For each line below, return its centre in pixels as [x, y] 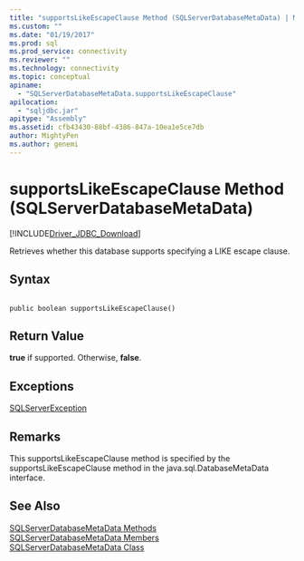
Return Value [47, 336]
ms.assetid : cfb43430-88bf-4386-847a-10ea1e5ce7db [107, 128]
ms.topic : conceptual [50, 77]
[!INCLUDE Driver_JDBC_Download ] [76, 233]
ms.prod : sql [34, 43]
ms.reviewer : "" [40, 60]
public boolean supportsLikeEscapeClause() [93, 308]
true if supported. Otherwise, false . [76, 358]
